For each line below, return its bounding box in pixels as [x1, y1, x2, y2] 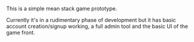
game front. [6, 29, 35, 36]
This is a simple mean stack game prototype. [6, 5, 117, 12]
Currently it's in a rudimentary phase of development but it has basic [6, 17, 176, 23]
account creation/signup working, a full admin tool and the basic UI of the [6, 23, 188, 30]
